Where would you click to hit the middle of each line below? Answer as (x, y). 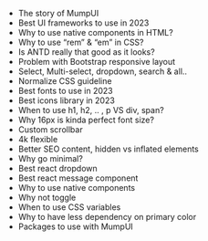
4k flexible (38, 139)
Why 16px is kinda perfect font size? (86, 120)
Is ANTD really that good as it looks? (86, 52)
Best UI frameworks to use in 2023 (83, 23)
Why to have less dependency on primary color (107, 217)
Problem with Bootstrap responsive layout (97, 62)
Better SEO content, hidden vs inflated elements (108, 149)
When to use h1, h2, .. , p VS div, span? (91, 110)
